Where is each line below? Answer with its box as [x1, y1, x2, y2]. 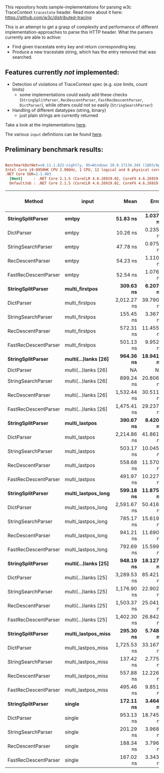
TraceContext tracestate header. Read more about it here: [5, 9, 123, 15]
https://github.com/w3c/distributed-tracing [5, 15, 92, 20]
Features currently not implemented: [5, 68, 120, 77]
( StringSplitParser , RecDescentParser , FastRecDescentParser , [19, 97, 143, 103]
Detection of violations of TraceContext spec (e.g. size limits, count [12, 81, 148, 87]
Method [24, 198, 43, 205]
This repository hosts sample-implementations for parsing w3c [5, 4, 132, 10]
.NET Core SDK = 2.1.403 [5, 172, 51, 177]
